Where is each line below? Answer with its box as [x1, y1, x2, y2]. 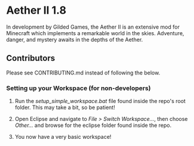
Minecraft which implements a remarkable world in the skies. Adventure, [6, 29, 184, 36]
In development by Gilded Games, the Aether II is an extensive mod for [6, 23, 180, 30]
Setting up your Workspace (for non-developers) [6, 84, 151, 92]
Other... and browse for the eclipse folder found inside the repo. [14, 122, 172, 129]
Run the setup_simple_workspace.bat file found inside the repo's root [14, 98, 186, 105]
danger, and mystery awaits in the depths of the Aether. [6, 36, 143, 43]
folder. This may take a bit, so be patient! [14, 104, 115, 111]
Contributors [6, 53, 56, 63]
